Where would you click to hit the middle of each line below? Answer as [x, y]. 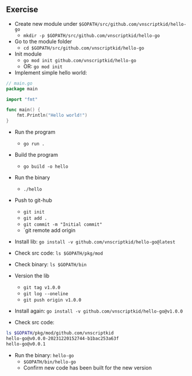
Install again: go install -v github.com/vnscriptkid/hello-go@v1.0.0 [99, 311]
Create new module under [46, 23]
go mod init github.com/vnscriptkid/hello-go [80, 60]
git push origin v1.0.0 [52, 300]
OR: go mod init [43, 66]
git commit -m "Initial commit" [63, 225]
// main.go [19, 83]
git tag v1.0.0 [42, 288]
